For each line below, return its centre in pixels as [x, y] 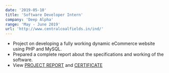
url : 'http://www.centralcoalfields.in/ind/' [54, 29]
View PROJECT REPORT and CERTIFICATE [58, 65]
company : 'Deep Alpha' [29, 19]
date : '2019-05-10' [26, 10]
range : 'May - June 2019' [33, 24]
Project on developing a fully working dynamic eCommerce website [84, 43]
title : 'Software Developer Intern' [44, 15]
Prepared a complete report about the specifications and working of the [88, 55]
